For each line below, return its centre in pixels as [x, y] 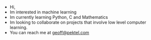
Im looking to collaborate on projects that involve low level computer [78, 22]
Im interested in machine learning [43, 12]
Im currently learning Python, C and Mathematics [59, 17]
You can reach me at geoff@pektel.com [49, 33]
